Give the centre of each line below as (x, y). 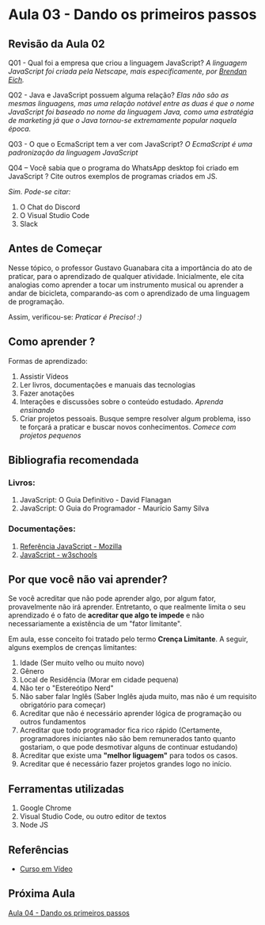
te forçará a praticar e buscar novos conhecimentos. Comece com (128, 426)
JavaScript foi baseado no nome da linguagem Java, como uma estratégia (131, 112)
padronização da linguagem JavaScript (73, 153)
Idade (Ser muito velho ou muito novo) (82, 663)
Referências (39, 850)
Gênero (32, 671)
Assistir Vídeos (44, 376)
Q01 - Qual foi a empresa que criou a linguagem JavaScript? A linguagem (128, 63)
